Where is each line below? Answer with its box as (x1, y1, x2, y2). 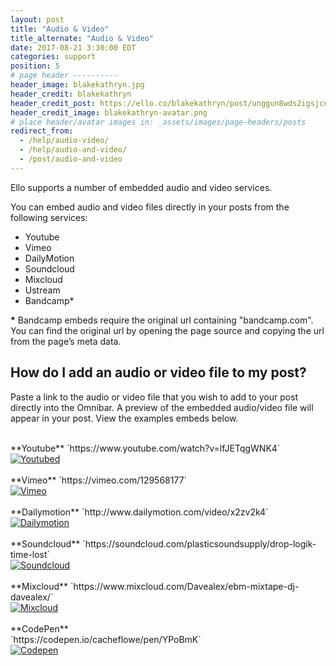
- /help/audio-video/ (19, 136, 110, 146)
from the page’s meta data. (10, 335, 122, 347)
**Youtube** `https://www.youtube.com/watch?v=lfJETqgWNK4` (10, 442, 281, 454)
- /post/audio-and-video (19, 154, 123, 164)
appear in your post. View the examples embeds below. (10, 412, 239, 424)
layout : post (10, 14, 65, 25)
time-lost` (10, 548, 51, 560)
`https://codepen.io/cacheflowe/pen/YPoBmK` (10, 633, 202, 645)
